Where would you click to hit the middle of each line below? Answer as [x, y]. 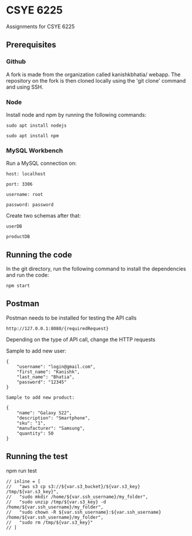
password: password [30, 205]
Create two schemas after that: [43, 216]
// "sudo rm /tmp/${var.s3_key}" [50, 523]
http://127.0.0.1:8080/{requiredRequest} [58, 328]
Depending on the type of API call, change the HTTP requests [81, 339]
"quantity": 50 [35, 433]
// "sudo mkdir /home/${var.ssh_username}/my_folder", [77, 497]
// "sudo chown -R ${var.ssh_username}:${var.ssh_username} [84, 512]
